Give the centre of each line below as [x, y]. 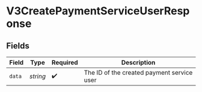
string [38, 76]
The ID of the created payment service [138, 73]
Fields [18, 46]
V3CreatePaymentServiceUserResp [98, 11]
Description [138, 62]
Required [65, 62]
